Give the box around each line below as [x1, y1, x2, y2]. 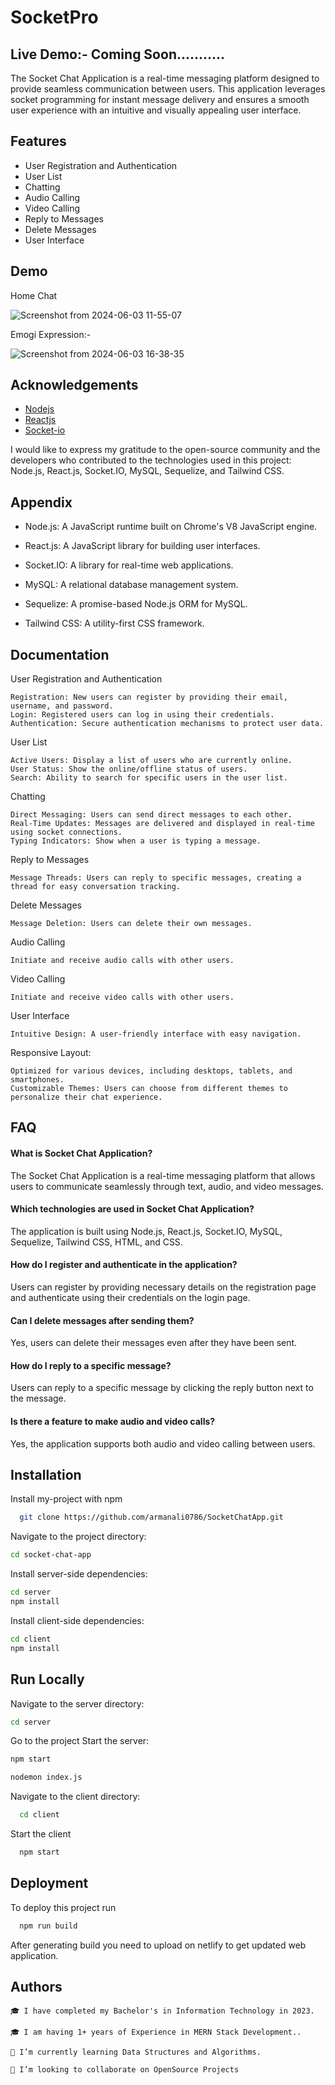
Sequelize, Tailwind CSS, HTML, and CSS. [10, 1236, 183, 1248]
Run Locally [10, 1671, 85, 1688]
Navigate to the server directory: [10, 1697, 145, 1710]
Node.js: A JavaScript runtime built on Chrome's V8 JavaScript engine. [24, 521, 318, 533]
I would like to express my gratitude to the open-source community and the [10, 444, 321, 456]
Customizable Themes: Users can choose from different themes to [10, 1084, 288, 1094]
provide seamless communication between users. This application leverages [10, 83, 326, 95]
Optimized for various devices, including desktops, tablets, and [10, 1066, 293, 1076]
